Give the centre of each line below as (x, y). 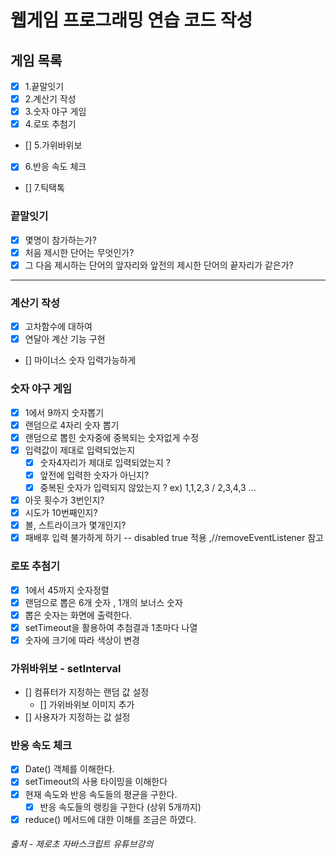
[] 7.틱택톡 (44, 188)
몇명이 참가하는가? (60, 240)
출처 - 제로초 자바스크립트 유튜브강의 (82, 844)
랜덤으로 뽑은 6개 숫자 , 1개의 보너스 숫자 (103, 602)
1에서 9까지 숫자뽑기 (64, 412)
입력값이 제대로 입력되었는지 (80, 450)
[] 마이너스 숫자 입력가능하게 (80, 360)
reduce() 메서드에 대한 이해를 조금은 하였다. (110, 819)
